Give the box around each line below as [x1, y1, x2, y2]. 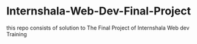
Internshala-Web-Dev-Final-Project [6, 4, 191, 18]
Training [6, 30, 28, 37]
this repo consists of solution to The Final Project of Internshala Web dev [6, 24, 190, 31]
